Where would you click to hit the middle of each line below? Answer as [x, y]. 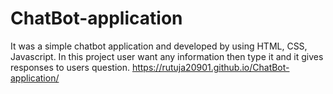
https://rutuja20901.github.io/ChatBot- [210, 67]
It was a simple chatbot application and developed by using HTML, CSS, [159, 46]
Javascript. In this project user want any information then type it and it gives [167, 56]
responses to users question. [70, 67]
